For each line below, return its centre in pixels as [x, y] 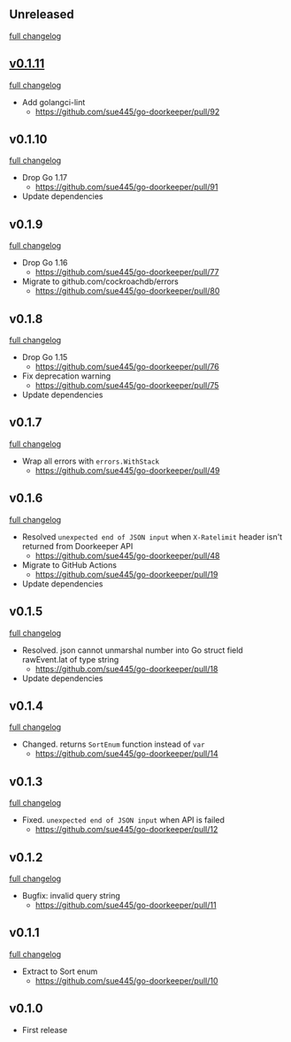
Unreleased [42, 15]
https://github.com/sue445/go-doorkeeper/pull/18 [126, 669]
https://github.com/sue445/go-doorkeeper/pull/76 [127, 367]
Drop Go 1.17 [45, 178]
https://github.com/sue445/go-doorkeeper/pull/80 [127, 291]
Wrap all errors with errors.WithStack [91, 461]
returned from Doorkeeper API [77, 546]
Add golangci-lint [54, 102]
